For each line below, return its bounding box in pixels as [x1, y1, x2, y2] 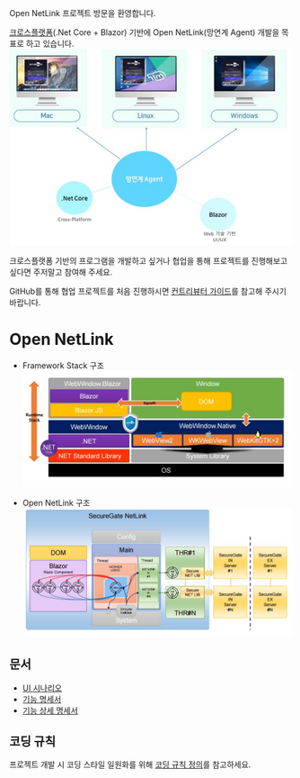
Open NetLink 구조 [22, 498, 91, 509]
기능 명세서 [22, 693, 62, 704]
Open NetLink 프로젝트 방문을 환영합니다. [9, 8, 156, 18]
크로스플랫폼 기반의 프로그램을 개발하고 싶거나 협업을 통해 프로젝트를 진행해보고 [9, 255, 288, 266]
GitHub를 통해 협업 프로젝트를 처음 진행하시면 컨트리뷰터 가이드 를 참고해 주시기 [9, 285, 287, 296]
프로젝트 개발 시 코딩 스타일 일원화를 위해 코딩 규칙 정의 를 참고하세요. [9, 759, 251, 770]
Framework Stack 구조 [22, 359, 105, 371]
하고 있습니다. [25, 39, 75, 49]
